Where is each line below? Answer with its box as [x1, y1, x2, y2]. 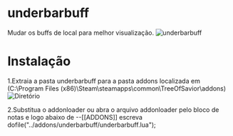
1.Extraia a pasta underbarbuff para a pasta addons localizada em [7, 76, 201, 85]
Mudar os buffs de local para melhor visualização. [7, 28, 155, 37]
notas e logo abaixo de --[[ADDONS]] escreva [7, 113, 143, 121]
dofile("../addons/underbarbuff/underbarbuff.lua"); [7, 120, 157, 129]
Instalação [7, 53, 71, 69]
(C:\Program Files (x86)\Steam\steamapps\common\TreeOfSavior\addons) [7, 84, 227, 93]
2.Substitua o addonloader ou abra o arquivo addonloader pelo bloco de [7, 105, 219, 114]
